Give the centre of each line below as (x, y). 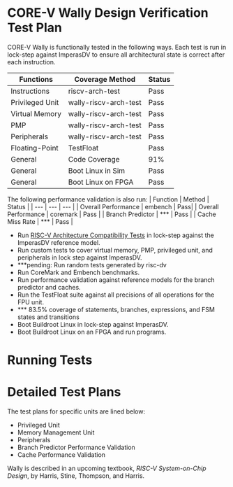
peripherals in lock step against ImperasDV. (80, 257)
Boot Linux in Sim (97, 171)
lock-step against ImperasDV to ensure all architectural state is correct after (116, 55)
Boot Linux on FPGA (101, 182)
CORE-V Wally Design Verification (108, 13)
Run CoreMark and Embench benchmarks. (78, 272)
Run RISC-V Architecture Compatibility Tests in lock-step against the (115, 235)
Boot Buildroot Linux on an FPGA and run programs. (92, 332)
